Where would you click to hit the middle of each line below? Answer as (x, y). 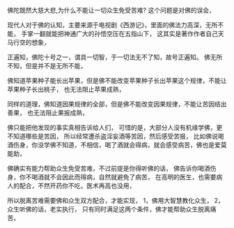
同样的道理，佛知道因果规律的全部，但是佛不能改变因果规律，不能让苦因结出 (117, 104)
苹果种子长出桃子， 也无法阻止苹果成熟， (66, 89)
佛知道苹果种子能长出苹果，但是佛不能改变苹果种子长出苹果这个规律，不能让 (117, 81)
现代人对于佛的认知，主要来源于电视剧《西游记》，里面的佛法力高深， (106, 25)
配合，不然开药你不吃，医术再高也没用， (77, 186)
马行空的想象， (29, 42)
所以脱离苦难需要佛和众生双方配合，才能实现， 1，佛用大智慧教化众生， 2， (116, 201)
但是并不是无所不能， (56, 66)
